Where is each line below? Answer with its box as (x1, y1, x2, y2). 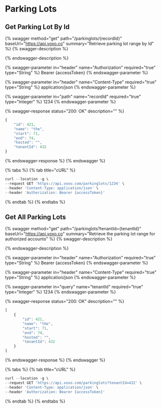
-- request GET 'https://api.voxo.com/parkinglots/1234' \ (5, 181, 125, 186)
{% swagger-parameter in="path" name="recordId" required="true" (5, 94, 142, 99)
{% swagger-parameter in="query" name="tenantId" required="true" (5, 284, 144, 290)
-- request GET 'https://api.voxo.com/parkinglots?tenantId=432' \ (5, 380, 142, 385)
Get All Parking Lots (5, 213, 66, 221)
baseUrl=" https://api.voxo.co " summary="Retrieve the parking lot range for (5, 231, 155, 237)
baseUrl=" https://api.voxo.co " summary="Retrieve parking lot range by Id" (5, 41, 154, 47)
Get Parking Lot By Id (5, 23, 70, 31)
